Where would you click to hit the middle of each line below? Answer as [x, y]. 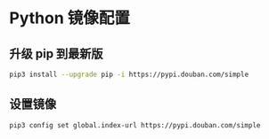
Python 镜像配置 [70, 18]
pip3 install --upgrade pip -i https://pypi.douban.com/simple [129, 74]
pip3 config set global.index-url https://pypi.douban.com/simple [135, 125]
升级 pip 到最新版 [57, 54]
